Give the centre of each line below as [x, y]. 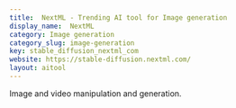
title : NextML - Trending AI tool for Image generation [118, 18]
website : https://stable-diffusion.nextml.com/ [100, 59]
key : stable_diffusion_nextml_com [74, 51]
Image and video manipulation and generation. [95, 93]
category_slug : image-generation [72, 43]
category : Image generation [62, 34]
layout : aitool [38, 68]
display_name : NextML [52, 26]
